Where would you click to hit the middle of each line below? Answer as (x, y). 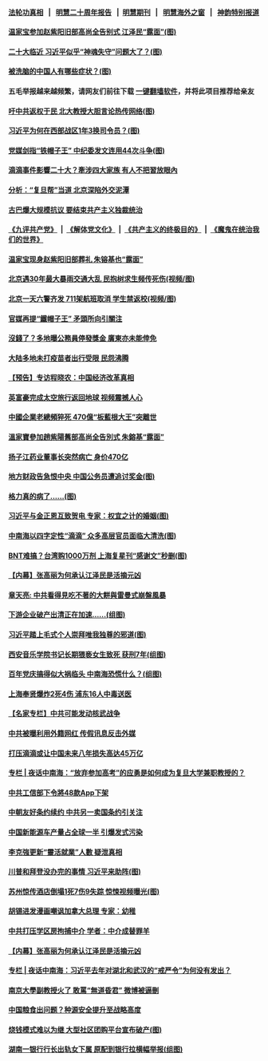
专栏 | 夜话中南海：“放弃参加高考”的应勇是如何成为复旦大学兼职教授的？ (127, 773)
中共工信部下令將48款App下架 (59, 792)
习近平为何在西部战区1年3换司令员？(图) (74, 131)
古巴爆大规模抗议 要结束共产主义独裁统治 (76, 210)
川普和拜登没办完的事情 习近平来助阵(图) (75, 872)
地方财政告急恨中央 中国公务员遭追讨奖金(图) (82, 477)
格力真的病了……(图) (43, 496)
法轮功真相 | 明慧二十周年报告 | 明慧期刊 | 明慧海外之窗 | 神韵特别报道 (134, 12)
